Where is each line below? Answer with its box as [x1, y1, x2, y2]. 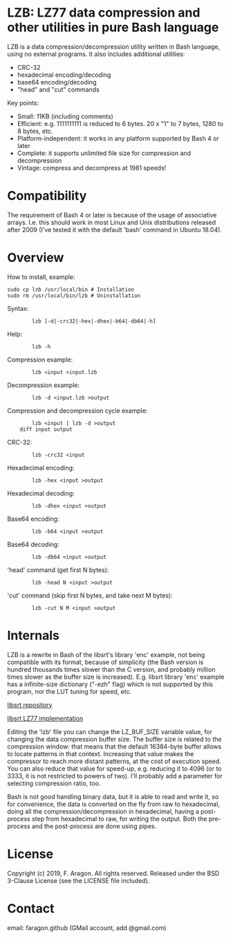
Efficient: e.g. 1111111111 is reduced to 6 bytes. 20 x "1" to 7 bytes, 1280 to [17, 119, 223, 127]
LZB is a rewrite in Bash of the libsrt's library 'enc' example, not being [7, 650, 205, 659]
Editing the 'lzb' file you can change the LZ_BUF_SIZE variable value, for [7, 727, 212, 735]
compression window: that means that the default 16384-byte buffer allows [7, 742, 222, 751]
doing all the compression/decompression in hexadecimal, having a [7, 807, 199, 815]
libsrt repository [7, 701, 53, 709]
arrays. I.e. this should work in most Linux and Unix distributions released [7, 218, 216, 226]
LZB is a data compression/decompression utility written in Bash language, [7, 42, 221, 51]
